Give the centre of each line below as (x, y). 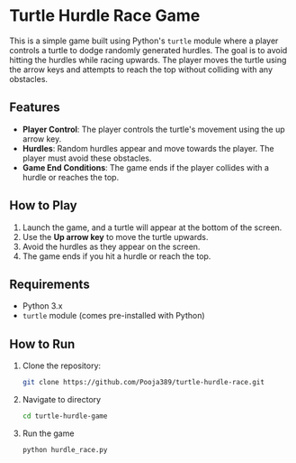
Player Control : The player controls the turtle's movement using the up (153, 129)
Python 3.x (42, 306)
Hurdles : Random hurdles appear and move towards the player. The (148, 148)
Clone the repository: (62, 366)
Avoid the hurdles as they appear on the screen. (111, 246)
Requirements (49, 284)
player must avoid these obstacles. (87, 158)
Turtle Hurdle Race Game (105, 16)
